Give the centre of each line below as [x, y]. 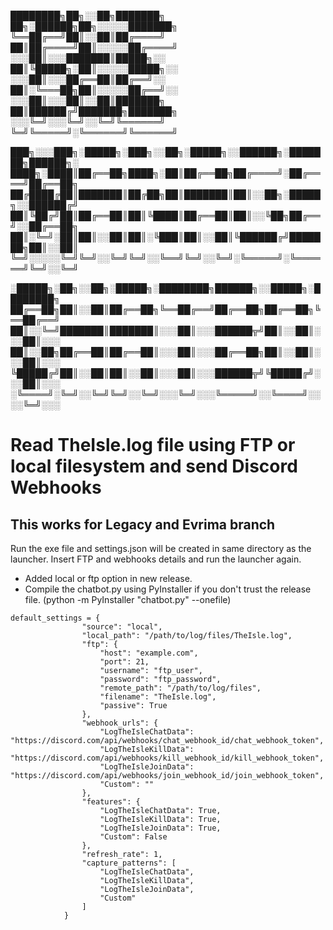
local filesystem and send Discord [154, 466]
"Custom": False [133, 837]
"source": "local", [122, 627]
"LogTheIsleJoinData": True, [160, 828]
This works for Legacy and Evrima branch [143, 524]
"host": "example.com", [149, 653]
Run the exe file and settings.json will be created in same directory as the [161, 548]
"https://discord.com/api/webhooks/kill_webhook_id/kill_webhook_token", [167, 758]
